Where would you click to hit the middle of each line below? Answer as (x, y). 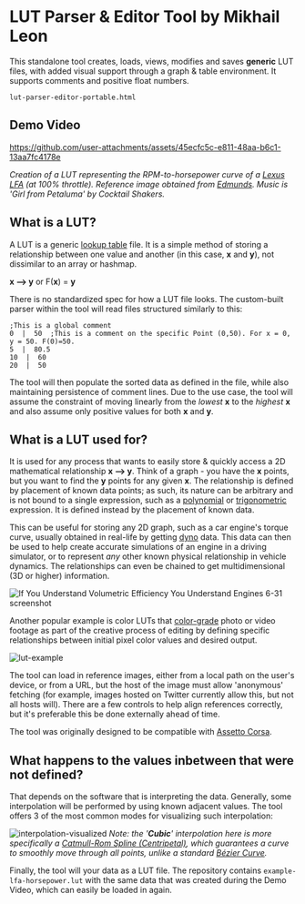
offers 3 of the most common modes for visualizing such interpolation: (141, 816)
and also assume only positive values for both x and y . (112, 411)
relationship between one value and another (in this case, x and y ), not (142, 254)
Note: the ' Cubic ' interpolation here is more (190, 834)
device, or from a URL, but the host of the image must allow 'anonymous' (147, 686)
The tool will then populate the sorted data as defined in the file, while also (149, 382)
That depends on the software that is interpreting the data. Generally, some (151, 797)
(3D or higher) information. (60, 576)
